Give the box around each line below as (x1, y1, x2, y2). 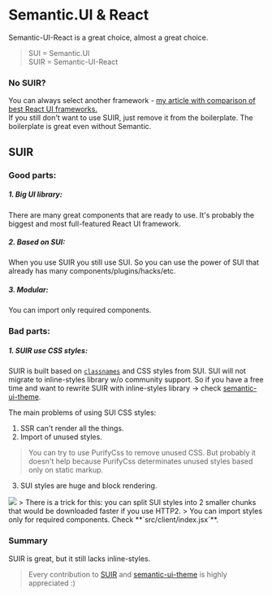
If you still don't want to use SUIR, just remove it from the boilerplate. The (8, 113, 253, 123)
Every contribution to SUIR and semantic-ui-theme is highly (28, 569, 227, 579)
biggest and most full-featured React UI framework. (8, 218, 181, 228)
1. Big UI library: (8, 189, 63, 200)
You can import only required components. (8, 305, 152, 315)
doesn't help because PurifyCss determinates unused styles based (28, 456, 253, 466)
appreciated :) (28, 578, 76, 588)
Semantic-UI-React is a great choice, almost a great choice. (8, 32, 209, 42)
